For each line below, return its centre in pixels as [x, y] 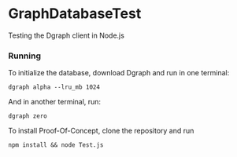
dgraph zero [28, 116]
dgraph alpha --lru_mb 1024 [54, 87]
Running [25, 56]
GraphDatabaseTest [75, 14]
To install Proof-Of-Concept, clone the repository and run [101, 131]
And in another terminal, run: [54, 102]
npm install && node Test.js [56, 145]
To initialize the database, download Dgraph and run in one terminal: [119, 73]
